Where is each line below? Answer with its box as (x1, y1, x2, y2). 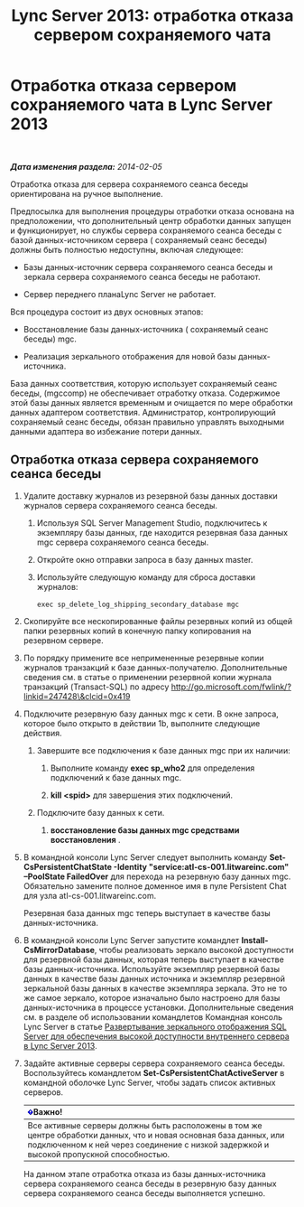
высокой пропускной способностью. (27, 1148, 170, 1159)
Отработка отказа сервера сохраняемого (10, 453, 260, 468)
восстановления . (50, 834, 121, 845)
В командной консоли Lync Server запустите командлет (23, 934, 240, 945)
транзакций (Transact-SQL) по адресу (23, 681, 170, 692)
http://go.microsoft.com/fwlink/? (170, 681, 292, 692)
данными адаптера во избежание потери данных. (10, 426, 202, 436)
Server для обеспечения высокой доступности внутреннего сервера (23, 1031, 290, 1042)
